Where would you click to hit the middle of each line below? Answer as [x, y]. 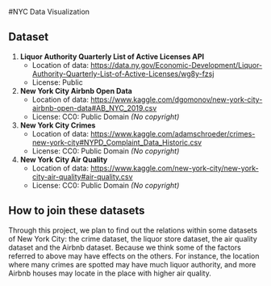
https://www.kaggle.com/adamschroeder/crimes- [173, 133]
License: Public [57, 82]
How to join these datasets [77, 210]
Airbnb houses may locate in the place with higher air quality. [110, 273]
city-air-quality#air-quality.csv [82, 176]
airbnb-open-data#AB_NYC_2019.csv [94, 107]
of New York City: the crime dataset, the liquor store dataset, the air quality [133, 238]
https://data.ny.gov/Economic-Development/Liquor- [176, 65]
